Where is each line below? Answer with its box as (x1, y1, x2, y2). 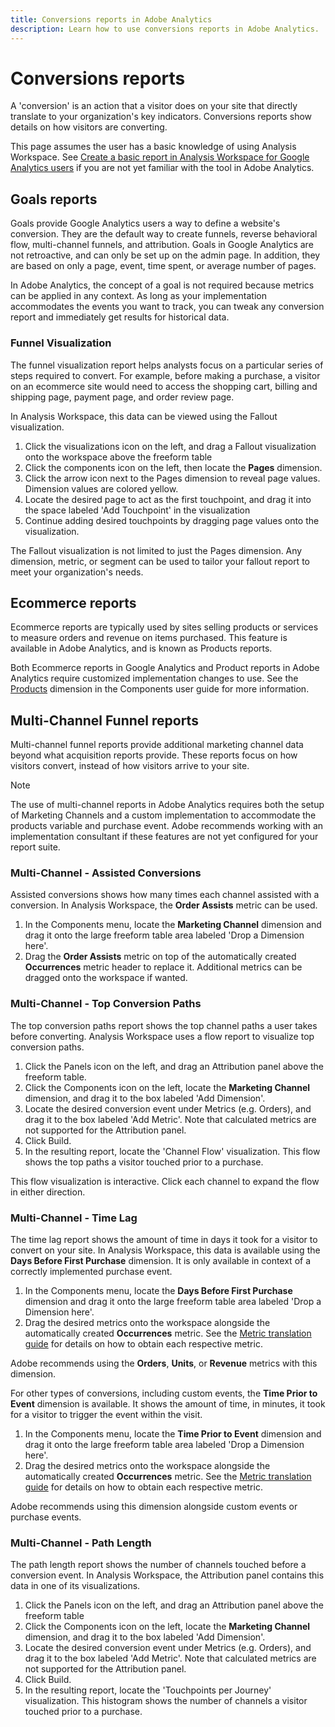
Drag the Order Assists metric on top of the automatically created (24, 951, 297, 963)
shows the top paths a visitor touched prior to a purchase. (24, 1156, 264, 1168)
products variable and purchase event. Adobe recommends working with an (10, 820, 324, 832)
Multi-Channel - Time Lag (10, 1211, 138, 1225)
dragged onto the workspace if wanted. (24, 972, 188, 984)
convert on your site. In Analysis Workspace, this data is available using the (10, 1244, 321, 1256)
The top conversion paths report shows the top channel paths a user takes (10, 1019, 318, 1031)
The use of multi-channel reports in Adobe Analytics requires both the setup (10, 799, 325, 811)
